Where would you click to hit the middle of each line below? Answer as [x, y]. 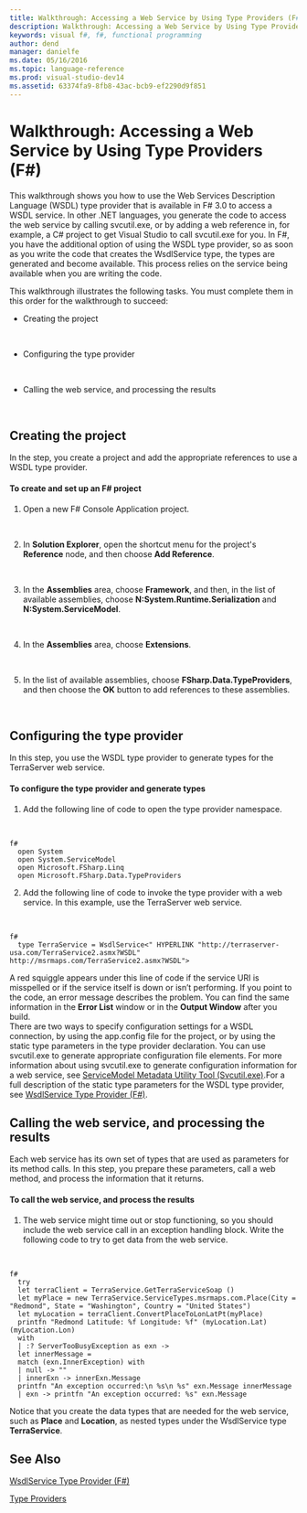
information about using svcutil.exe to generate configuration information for [153, 1065]
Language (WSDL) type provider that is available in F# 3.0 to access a [141, 205]
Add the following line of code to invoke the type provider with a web [153, 892]
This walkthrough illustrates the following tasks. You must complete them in [152, 291]
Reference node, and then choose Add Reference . [118, 553]
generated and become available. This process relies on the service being [148, 263]
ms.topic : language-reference [67, 70]
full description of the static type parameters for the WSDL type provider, [147, 1084]
